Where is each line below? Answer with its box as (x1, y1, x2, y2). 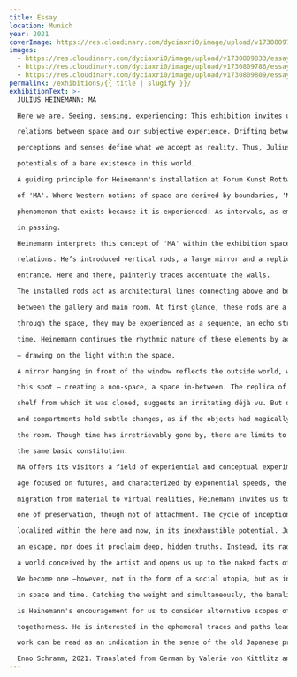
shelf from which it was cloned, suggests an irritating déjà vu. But (17, 399, 283, 408)
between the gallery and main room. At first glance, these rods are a (17, 303, 287, 312)
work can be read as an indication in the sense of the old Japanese (17, 638, 278, 647)
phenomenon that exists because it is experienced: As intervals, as (17, 207, 278, 216)
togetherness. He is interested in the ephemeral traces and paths (17, 622, 271, 631)
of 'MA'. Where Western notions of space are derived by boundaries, (17, 191, 278, 200)
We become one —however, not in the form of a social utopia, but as (17, 574, 278, 583)
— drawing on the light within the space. (17, 350, 176, 359)
